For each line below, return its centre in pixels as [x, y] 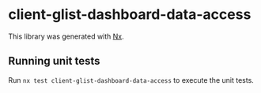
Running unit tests [54, 61]
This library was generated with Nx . [66, 36]
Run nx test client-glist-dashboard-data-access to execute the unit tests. [131, 80]
